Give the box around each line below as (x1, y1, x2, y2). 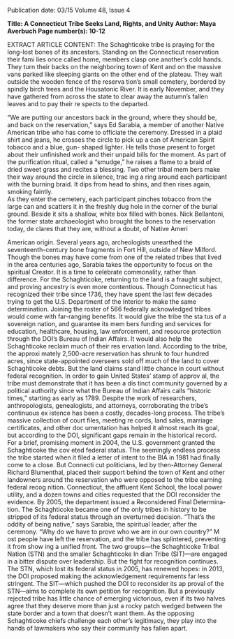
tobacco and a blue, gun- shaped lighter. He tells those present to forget (7, 143, 215, 151)
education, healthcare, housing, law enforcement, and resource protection (7, 328, 221, 335)
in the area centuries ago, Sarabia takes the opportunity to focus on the (7, 260, 213, 268)
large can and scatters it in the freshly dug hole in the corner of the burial (7, 203, 218, 210)
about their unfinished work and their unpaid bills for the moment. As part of (7, 150, 226, 159)
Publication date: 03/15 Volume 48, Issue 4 (7, 6, 131, 14)
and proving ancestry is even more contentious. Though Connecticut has (7, 283, 218, 291)
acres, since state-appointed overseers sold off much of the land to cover (7, 357, 220, 365)
